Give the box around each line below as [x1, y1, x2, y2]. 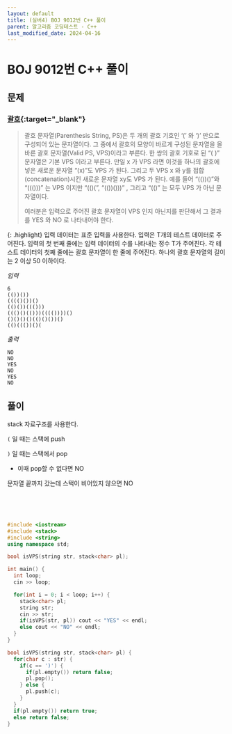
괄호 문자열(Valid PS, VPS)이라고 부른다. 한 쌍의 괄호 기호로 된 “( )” [37, 149, 220, 157]
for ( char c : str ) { [13, 655, 73, 662]
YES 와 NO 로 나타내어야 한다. [31, 216, 114, 224]
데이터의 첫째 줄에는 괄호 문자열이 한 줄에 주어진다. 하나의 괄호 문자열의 [19, 248, 213, 256]
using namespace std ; [7, 540, 70, 547]
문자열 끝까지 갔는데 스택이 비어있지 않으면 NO [7, 478, 133, 487]
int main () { [7, 565, 45, 573]
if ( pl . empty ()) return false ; [25, 669, 113, 676]
